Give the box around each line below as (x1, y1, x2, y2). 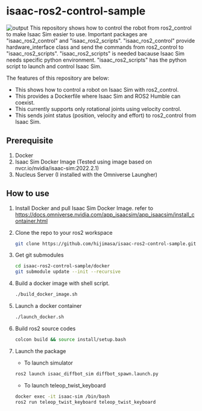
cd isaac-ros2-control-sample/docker (14, 263, 110, 269)
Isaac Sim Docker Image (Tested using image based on (14, 158, 153, 165)
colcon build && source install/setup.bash (14, 336, 127, 342)
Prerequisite (6, 136, 54, 146)
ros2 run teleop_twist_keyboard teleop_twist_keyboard (14, 399, 156, 405)
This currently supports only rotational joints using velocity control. (14, 105, 181, 112)
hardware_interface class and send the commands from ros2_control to (6, 43, 184, 51)
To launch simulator (24, 359, 74, 366)
